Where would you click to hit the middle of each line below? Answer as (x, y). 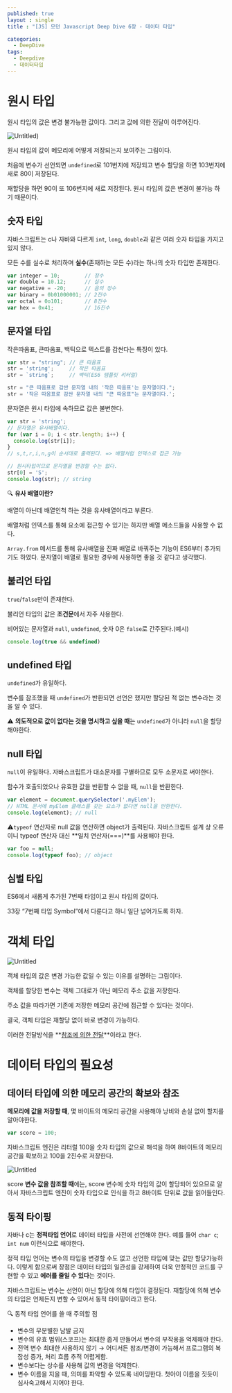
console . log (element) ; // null (52, 813)
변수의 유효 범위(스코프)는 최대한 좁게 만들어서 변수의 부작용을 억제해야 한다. (120, 1339)
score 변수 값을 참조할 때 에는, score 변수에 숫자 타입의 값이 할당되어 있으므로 (111, 1184)
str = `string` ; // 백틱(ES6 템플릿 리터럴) (73, 375)
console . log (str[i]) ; (45, 441)
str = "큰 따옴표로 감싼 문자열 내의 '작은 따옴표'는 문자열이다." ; (91, 388)
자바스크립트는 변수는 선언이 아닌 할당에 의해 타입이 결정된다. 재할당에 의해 (108, 1290)
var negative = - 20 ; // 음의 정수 (62, 289)
